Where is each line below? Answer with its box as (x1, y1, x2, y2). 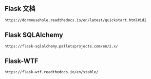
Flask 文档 (4, 4, 36, 13)
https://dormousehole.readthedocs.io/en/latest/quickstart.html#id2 (4, 17, 147, 23)
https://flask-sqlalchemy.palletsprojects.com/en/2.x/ (4, 44, 118, 48)
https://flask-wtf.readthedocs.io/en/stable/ (4, 70, 98, 75)
